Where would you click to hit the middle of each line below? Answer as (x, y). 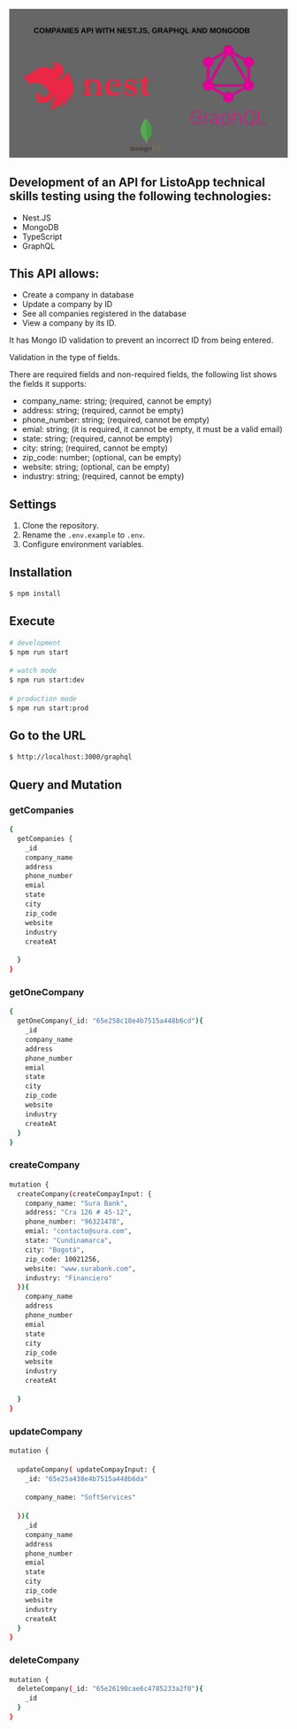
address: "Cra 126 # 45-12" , (79, 1213)
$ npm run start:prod (49, 708)
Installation (41, 572)
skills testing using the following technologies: (141, 196)
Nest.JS (36, 218)
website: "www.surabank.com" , (81, 1269)
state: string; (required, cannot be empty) (97, 439)
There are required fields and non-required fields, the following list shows (143, 374)
